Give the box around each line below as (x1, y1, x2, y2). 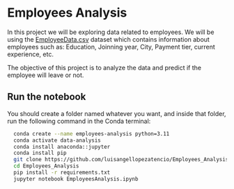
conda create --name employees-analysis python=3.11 (13, 130, 170, 137)
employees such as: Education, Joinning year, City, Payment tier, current (7, 42, 216, 51)
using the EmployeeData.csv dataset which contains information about (7, 35, 210, 43)
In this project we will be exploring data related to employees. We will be (7, 28, 214, 36)
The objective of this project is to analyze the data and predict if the (7, 63, 202, 72)
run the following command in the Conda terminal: (7, 117, 151, 125)
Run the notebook (7, 91, 86, 103)
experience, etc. (7, 50, 54, 58)
